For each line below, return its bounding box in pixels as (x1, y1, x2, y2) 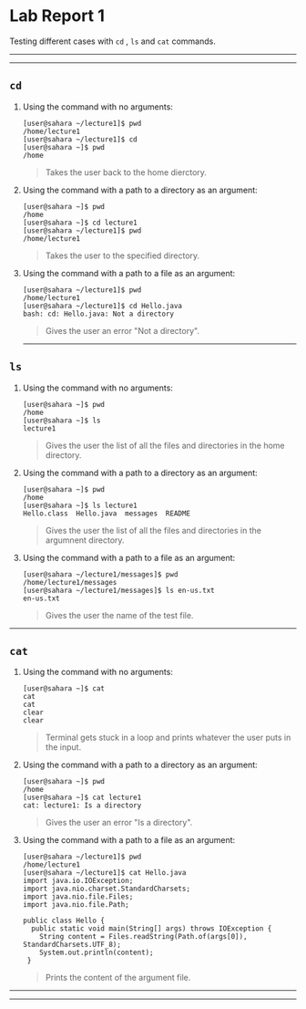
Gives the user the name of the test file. (45, 609, 194, 620)
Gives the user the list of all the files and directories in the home (45, 440, 285, 451)
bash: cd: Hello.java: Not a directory (22, 309, 175, 318)
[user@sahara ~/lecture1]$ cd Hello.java (22, 301, 182, 310)
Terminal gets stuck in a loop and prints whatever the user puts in (45, 732, 291, 744)
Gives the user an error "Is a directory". (45, 817, 193, 828)
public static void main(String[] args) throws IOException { (31, 924, 272, 933)
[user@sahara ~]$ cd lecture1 (22, 218, 138, 227)
